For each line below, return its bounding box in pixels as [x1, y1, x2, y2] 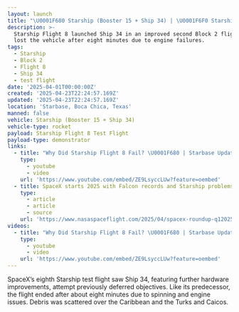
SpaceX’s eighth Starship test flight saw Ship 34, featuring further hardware [7, 275, 229, 284]
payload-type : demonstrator [7, 136, 91, 143]
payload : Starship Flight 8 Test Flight [7, 130, 129, 137]
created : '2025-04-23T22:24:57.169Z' [7, 90, 119, 97]
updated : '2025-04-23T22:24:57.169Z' [7, 97, 119, 104]
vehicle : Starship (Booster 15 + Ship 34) [7, 116, 135, 123]
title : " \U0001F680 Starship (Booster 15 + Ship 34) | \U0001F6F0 [7, 17, 208, 24]
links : [7, 143, 27, 150]
